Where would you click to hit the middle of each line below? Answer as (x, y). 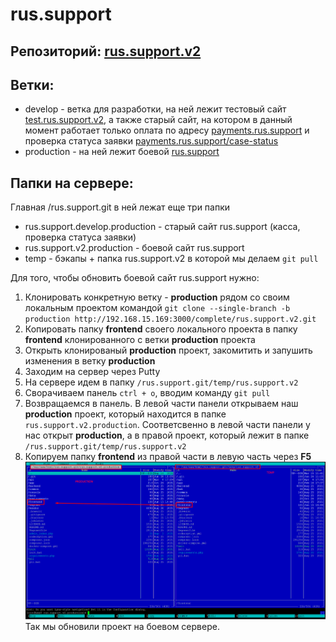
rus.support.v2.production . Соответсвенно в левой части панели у (167, 425)
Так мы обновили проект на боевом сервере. (122, 626)
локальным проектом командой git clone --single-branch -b (157, 308)
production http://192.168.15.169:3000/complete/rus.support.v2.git (170, 319)
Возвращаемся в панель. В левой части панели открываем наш (161, 404)
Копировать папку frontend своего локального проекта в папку (161, 329)
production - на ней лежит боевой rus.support (122, 152)
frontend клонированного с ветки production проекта (140, 340)
